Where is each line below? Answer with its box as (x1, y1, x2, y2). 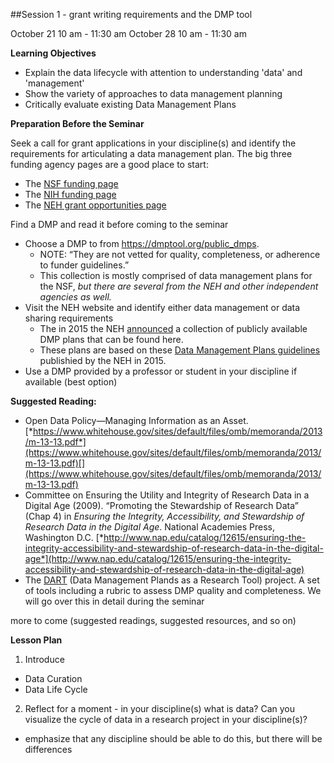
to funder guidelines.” (39, 259, 130, 271)
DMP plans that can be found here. (39, 334, 184, 345)
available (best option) (24, 376, 118, 388)
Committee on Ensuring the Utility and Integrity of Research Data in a (24, 489, 310, 501)
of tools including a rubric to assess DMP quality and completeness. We (24, 585, 322, 596)
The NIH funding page (24, 189, 117, 200)
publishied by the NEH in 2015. (39, 355, 167, 366)
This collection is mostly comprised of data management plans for (39, 270, 313, 281)
